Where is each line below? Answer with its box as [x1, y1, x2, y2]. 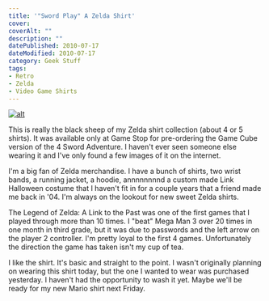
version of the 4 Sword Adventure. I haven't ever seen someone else [8, 142, 237, 152]
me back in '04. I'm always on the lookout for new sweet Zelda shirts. [8, 192, 240, 202]
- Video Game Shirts [8, 87, 78, 95]
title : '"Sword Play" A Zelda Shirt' [8, 11, 136, 20]
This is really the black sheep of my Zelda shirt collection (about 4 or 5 [8, 125, 244, 134]
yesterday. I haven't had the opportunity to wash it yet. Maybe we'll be [8, 275, 242, 285]
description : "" [8, 34, 63, 43]
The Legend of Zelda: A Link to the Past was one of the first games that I [8, 208, 250, 218]
